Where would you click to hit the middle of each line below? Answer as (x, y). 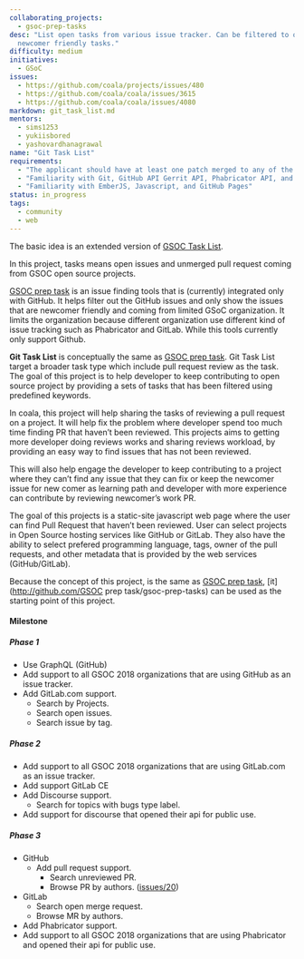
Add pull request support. (84, 868)
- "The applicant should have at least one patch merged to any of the (156, 170)
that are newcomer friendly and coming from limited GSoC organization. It (147, 310)
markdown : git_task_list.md (62, 111)
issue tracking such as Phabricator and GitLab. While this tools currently (144, 329)
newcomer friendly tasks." (68, 43)
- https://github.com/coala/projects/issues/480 (111, 85)
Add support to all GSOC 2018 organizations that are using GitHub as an (157, 675)
